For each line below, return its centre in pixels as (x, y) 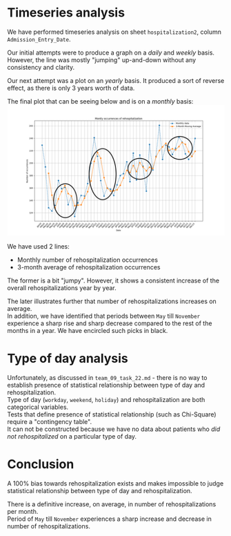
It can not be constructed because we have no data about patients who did (114, 429)
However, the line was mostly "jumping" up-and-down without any (102, 59)
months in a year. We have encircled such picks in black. (88, 331)
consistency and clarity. (41, 67)
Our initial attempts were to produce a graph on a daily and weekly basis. (111, 52)
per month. (23, 512)
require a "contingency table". (49, 422)
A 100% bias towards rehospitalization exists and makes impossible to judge (115, 484)
